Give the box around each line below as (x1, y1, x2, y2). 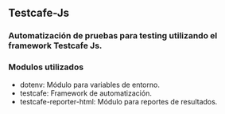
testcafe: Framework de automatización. (19, 88, 153, 98)
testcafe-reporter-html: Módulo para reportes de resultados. (19, 96, 218, 106)
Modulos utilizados (8, 61, 84, 73)
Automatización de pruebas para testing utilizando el (8, 30, 218, 41)
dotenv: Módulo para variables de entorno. (19, 80, 161, 89)
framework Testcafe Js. (8, 40, 103, 51)
